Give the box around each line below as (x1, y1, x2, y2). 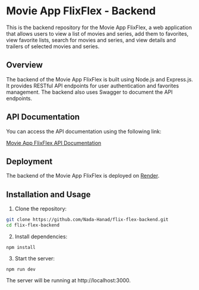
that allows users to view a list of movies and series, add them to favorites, (6, 30, 189, 37)
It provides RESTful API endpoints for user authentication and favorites (6, 82, 179, 89)
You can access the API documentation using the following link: (6, 128, 162, 135)
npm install (6, 244, 36, 250)
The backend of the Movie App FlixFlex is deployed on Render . (6, 172, 160, 179)
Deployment (6, 156, 53, 166)
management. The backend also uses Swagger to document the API (6, 88, 173, 96)
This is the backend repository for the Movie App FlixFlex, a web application (6, 24, 192, 31)
